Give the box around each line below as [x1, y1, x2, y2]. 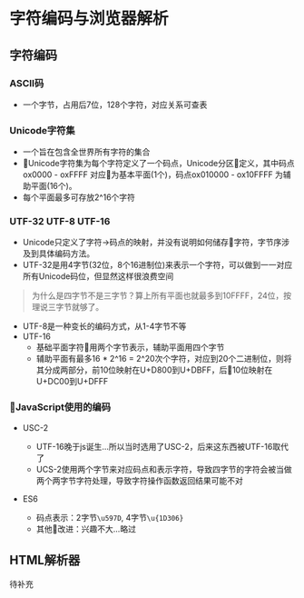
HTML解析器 [9, 553, 81, 568]
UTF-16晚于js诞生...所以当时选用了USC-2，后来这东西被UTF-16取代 [35, 441, 289, 452]
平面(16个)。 [30, 181, 77, 192]
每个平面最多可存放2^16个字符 [22, 192, 136, 203]
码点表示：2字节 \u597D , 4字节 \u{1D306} [35, 512, 184, 523]
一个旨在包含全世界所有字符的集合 [22, 146, 151, 157]
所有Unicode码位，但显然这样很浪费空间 [22, 271, 174, 282]
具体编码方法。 [38, 248, 95, 259]
